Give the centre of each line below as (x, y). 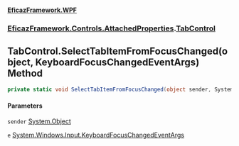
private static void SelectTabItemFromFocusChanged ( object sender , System (121, 90)
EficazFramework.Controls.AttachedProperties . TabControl (111, 28)
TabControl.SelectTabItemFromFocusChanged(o (118, 51)
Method (25, 73)
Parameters (25, 106)
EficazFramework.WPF (42, 10)
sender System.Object (39, 121)
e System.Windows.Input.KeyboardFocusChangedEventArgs (96, 135)
